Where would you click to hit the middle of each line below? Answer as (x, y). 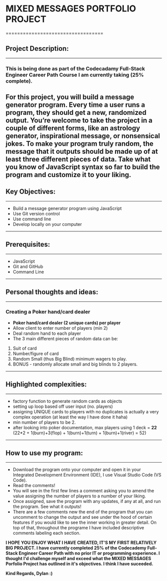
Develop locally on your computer (47, 224)
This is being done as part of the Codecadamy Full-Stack (75, 69)
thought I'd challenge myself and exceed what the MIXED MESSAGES (79, 559)
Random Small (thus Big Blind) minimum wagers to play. (70, 359)
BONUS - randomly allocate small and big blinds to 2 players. (75, 364)
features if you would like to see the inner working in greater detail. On (84, 522)
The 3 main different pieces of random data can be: (65, 338)
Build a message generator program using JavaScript (67, 208)
